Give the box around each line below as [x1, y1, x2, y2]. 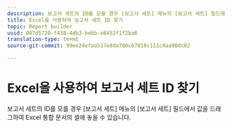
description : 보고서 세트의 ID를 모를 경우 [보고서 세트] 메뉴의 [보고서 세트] [7, 10, 208, 17]
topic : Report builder [7, 23, 73, 30]
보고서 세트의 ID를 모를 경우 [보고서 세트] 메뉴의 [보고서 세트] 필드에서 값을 [7, 104, 208, 113]
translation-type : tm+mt [7, 36, 79, 43]
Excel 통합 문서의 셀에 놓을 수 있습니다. [25, 113, 132, 121]
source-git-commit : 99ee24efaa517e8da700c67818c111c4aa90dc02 [7, 42, 190, 49]
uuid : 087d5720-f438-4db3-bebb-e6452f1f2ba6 [7, 29, 138, 37]
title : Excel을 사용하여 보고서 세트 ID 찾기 [7, 17, 123, 24]
